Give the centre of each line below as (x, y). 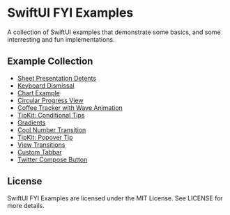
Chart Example (39, 93)
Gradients (31, 122)
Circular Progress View (50, 100)
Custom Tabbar (40, 152)
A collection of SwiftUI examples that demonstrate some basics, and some (114, 32)
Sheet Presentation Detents (56, 78)
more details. (26, 205)
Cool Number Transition (52, 129)
